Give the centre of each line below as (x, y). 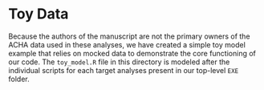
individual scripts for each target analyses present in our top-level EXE (124, 70)
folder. (19, 79)
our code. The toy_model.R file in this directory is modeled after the (119, 62)
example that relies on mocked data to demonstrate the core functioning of (132, 53)
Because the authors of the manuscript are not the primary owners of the (129, 36)
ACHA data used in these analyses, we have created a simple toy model (127, 44)
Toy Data (39, 14)
